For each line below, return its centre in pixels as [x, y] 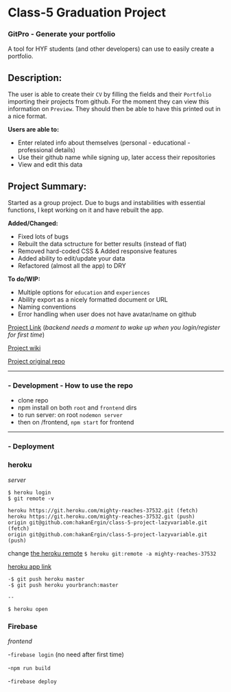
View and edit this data [50, 165]
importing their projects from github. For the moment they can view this [109, 102]
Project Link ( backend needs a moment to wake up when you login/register [114, 328]
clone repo [33, 401]
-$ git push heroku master [46, 579]
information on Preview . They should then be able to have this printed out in [114, 109]
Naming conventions [47, 307]
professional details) [47, 150]
